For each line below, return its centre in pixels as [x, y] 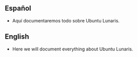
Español [18, 8]
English [17, 37]
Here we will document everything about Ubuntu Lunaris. [73, 49]
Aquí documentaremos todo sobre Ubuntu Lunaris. [66, 20]
